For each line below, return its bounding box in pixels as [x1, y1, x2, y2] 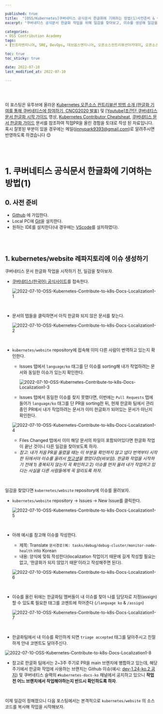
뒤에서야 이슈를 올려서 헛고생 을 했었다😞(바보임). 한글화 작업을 [24, 455, 142, 461]
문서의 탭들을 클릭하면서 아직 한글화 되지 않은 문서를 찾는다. [12, 313, 125, 319]
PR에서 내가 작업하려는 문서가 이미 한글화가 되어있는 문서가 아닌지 [28, 406, 153, 412]
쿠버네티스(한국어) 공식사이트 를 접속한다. [12, 278, 89, 284]
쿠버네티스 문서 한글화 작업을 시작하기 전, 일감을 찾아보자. [5, 268, 114, 274]
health [19, 549, 33, 553]
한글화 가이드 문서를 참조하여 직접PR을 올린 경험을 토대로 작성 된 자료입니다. [10, 120, 154, 126]
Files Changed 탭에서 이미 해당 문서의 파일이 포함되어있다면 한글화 [19, 438, 146, 443]
